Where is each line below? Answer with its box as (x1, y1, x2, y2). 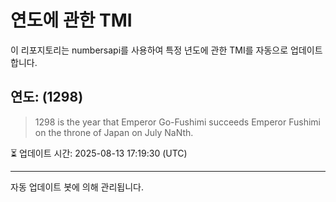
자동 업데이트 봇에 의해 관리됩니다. (10, 181, 144, 193)
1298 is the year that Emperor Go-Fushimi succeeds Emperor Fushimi (34, 116, 321, 128)
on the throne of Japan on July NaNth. (34, 126, 194, 138)
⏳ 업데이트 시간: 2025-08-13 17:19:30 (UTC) (10, 147, 188, 159)
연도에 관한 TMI (10, 9, 133, 32)
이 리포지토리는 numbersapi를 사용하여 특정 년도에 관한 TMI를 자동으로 (10, 44, 289, 56)
